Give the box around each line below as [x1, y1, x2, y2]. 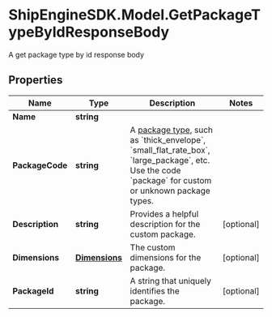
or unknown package [130, 185, 210, 196]
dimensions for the [130, 251, 202, 263]
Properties [8, 73, 63, 87]
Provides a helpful [130, 208, 199, 220]
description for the [130, 218, 201, 229]
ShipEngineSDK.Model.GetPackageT [8, 6, 261, 24]
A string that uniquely [130, 275, 212, 286]
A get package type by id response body [8, 49, 144, 59]
